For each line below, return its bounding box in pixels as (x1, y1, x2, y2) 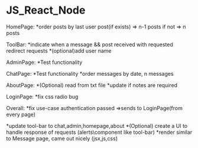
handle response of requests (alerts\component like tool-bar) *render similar (6, 128, 193, 136)
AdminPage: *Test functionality (6, 59, 83, 66)
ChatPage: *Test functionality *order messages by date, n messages (6, 70, 174, 77)
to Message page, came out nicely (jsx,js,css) (6, 134, 118, 142)
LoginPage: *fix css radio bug (6, 93, 79, 100)
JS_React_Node (6, 4, 86, 17)
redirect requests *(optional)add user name (6, 47, 112, 54)
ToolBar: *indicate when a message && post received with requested (6, 41, 173, 48)
